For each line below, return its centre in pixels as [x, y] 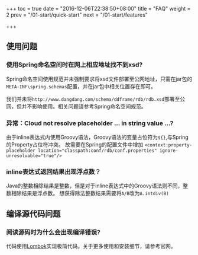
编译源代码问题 [33, 214]
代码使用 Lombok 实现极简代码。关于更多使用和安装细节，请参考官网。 [91, 246]
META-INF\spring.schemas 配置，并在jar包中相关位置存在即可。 [81, 86]
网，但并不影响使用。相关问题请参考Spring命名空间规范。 [76, 106]
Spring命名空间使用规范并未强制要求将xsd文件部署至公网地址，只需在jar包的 [99, 79]
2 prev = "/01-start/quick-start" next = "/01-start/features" [77, 15]
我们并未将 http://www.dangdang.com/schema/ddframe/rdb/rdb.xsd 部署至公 [95, 99]
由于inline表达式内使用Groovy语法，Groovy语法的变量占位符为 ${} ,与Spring [98, 137]
